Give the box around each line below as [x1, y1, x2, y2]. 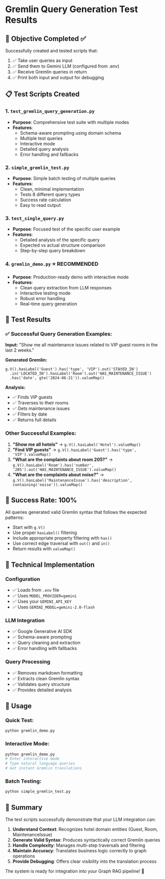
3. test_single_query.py [5, 214, 64, 221]
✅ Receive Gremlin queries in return [12, 69, 87, 75]
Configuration [5, 575, 40, 582]
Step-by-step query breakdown [20, 248, 86, 254]
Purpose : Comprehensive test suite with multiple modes [12, 119, 129, 125]
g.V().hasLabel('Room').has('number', [12, 462, 94, 467]
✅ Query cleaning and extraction [12, 639, 80, 646]
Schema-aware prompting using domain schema [20, 130, 122, 136]
